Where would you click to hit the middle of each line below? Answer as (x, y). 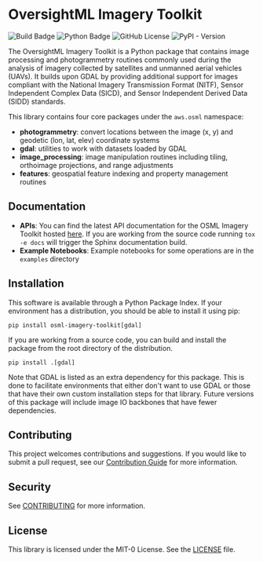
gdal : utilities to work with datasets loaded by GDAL (103, 148)
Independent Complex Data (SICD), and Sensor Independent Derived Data (128, 93)
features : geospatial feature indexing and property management (124, 173)
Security (29, 487)
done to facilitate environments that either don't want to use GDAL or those (130, 385)
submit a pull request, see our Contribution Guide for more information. (123, 462)
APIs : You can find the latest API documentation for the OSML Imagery (134, 225)
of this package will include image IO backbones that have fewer (113, 402)
